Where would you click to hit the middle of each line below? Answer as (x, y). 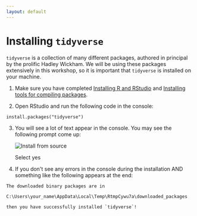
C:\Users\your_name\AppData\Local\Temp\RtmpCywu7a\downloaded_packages (97, 196)
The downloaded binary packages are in (56, 186)
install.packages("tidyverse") (45, 117)
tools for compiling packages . (51, 94)
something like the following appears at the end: (74, 175)
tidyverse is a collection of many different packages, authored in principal (97, 58)
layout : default (26, 12)
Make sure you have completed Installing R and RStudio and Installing (100, 88)
